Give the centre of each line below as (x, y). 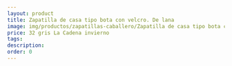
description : (26, 45)
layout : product (30, 13)
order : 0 (20, 52)
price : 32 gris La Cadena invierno (58, 33)
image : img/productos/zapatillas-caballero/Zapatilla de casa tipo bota (114, 26)
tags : (15, 39)
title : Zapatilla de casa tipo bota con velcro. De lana (91, 20)
